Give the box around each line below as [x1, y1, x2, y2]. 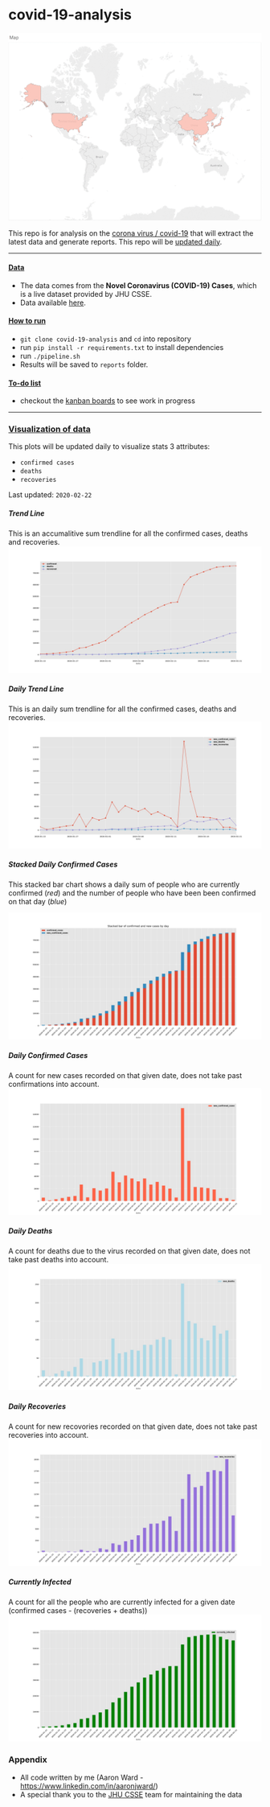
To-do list [8, 378, 42, 388]
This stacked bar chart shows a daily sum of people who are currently [8, 879, 240, 890]
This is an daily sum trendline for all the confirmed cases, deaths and [8, 704, 237, 714]
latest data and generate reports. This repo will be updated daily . [8, 237, 223, 246]
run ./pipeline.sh [19, 351, 80, 360]
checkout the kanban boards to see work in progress [19, 396, 195, 405]
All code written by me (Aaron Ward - [19, 1772, 144, 1782]
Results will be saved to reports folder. [19, 360, 149, 369]
